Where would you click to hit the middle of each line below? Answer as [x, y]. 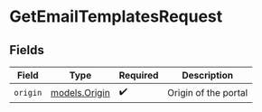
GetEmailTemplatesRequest [116, 17]
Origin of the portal [207, 92]
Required [139, 75]
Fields [27, 50]
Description [207, 75]
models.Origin [80, 92]
